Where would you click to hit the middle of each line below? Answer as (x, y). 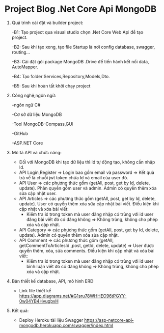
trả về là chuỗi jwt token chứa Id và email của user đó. (74, 177)
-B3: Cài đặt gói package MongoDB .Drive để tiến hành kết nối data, (80, 61)
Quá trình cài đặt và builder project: (48, 23)
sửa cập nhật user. (38, 193)
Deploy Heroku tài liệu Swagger (51, 320)
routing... (21, 52)
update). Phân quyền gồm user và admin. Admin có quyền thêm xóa (88, 188)
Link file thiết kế (35, 290)
